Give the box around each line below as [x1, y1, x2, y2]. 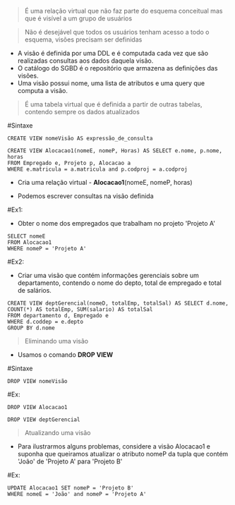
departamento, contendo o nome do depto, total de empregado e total [17, 279, 222, 287]
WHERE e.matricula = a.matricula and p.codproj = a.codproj [7, 166, 188, 173]
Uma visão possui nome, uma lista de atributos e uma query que [17, 79, 205, 87]
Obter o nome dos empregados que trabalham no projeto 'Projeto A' [17, 219, 216, 227]
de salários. [17, 286, 52, 294]
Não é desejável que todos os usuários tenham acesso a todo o [24, 28, 210, 36]
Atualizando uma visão [24, 429, 91, 437]
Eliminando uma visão [24, 337, 89, 345]
